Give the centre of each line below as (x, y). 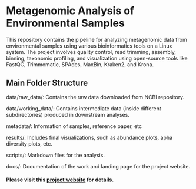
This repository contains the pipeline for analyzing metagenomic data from (97, 39)
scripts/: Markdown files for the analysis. (55, 155)
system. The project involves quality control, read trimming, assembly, (91, 52)
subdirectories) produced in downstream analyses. (68, 114)
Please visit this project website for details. (60, 180)
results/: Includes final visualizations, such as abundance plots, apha (89, 137)
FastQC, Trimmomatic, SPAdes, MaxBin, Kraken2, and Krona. (80, 64)
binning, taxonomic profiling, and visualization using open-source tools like (97, 58)
